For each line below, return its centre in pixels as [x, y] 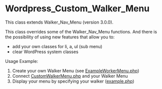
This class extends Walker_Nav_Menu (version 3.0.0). [59, 22]
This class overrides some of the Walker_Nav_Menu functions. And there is [81, 31]
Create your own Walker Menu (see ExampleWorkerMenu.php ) [76, 71]
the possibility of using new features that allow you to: [60, 37]
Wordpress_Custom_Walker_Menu [77, 9]
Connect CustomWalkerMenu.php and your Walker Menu [70, 76]
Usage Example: [22, 61]
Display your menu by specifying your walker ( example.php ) [73, 81]
